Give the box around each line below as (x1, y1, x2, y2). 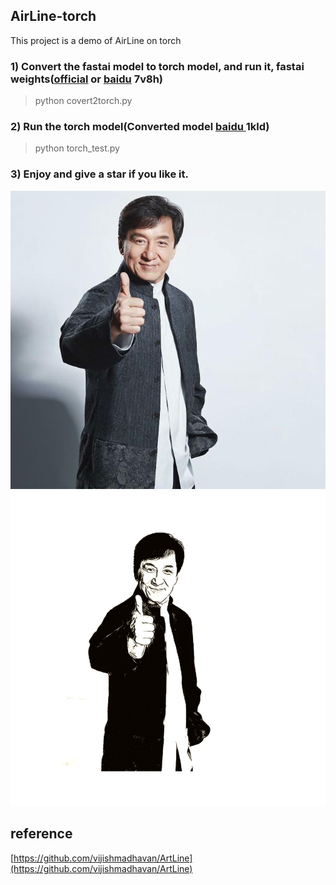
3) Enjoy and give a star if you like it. (10, 167, 189, 181)
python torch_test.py (34, 142, 120, 154)
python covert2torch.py (34, 95, 133, 107)
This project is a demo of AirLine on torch (10, 34, 182, 46)
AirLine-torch (10, 8, 97, 25)
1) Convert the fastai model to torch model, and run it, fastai (10, 59, 305, 73)
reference (10, 825, 73, 843)
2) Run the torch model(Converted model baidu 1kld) (10, 120, 270, 134)
